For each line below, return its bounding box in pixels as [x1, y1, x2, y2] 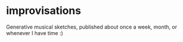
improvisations [6, 4, 81, 17]
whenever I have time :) [6, 29, 63, 36]
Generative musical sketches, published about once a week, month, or [6, 23, 177, 30]
